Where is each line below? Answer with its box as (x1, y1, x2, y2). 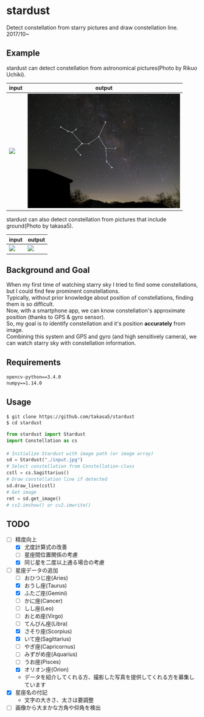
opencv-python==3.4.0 (6, 374, 62, 380)
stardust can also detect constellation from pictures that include (6, 216, 167, 223)
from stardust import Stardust (6, 431, 86, 437)
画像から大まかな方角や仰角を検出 (15, 704, 101, 712)
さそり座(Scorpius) (24, 628, 72, 635)
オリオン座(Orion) (24, 666, 69, 673)
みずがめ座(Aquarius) (24, 650, 78, 658)
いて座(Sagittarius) (24, 635, 71, 643)
